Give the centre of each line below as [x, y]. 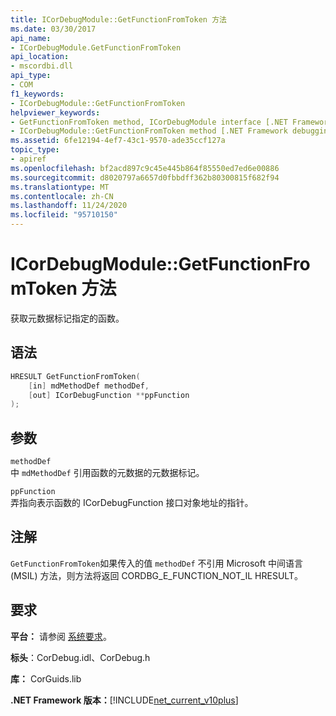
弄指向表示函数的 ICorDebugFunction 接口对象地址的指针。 [132, 503]
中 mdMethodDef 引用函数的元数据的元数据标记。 [107, 473]
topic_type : [35, 150]
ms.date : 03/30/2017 [53, 29]
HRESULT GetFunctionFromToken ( [75, 376]
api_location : [40, 57]
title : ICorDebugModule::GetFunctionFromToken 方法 [118, 19]
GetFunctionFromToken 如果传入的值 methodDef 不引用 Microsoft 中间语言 [156, 563]
